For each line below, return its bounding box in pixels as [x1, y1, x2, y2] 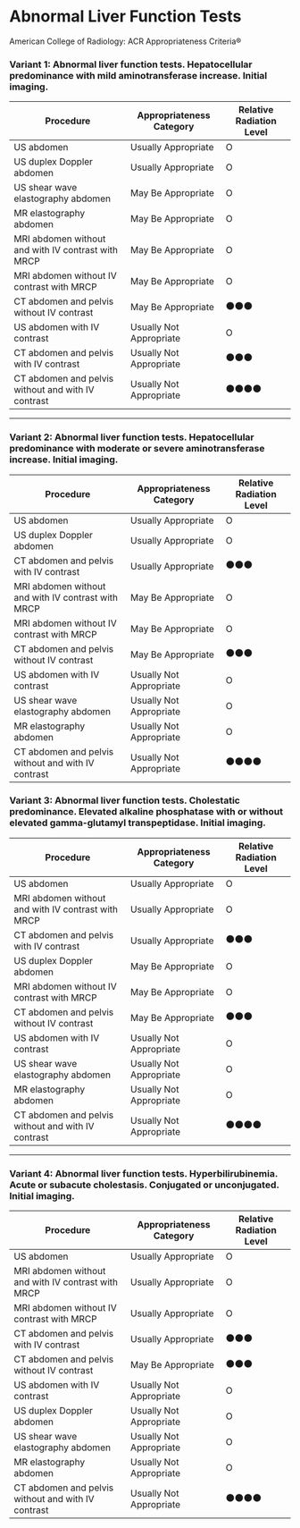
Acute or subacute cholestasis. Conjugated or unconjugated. [9, 1178, 279, 1191]
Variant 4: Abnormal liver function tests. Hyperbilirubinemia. [9, 1167, 279, 1179]
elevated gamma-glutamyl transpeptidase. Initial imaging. [9, 816, 266, 829]
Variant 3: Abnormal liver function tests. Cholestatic [9, 794, 241, 806]
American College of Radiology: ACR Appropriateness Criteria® [9, 36, 242, 46]
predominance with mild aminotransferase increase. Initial [9, 69, 268, 81]
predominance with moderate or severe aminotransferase [9, 443, 265, 455]
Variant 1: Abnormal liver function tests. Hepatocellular [9, 58, 253, 71]
